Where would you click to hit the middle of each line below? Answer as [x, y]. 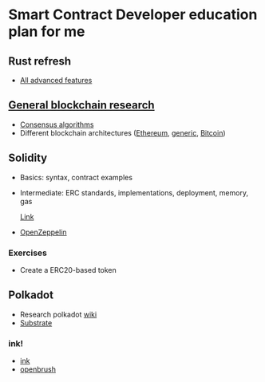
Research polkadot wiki [58, 314]
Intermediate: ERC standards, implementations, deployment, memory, [134, 192]
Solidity [28, 158]
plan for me [47, 32]
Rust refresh [40, 61]
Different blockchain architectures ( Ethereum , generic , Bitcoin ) [123, 132]
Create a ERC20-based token [68, 270]
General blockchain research [81, 105]
